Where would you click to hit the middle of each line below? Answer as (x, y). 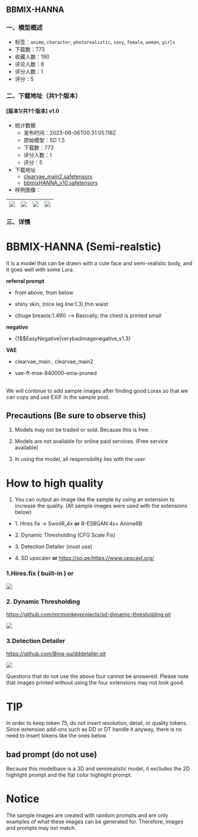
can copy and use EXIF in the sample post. (58, 397)
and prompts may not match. (41, 828)
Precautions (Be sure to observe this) (76, 416)
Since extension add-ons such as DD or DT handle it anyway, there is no (94, 730)
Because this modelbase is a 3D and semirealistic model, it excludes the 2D (98, 769)
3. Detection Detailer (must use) (53, 547)
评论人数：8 (29, 64)
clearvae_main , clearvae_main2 (54, 361)
